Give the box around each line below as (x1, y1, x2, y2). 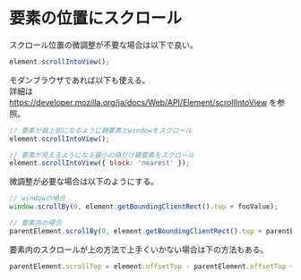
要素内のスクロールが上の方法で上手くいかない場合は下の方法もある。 (9, 243, 269, 255)
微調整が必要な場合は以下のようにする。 (9, 176, 159, 187)
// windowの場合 (9, 194, 66, 203)
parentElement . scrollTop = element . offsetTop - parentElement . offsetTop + (9, 261, 295, 271)
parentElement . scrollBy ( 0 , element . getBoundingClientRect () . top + (9, 226, 262, 235)
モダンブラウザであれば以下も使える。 (9, 74, 150, 85)
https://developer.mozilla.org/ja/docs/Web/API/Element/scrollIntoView (9, 97, 268, 107)
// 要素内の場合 (9, 218, 62, 228)
